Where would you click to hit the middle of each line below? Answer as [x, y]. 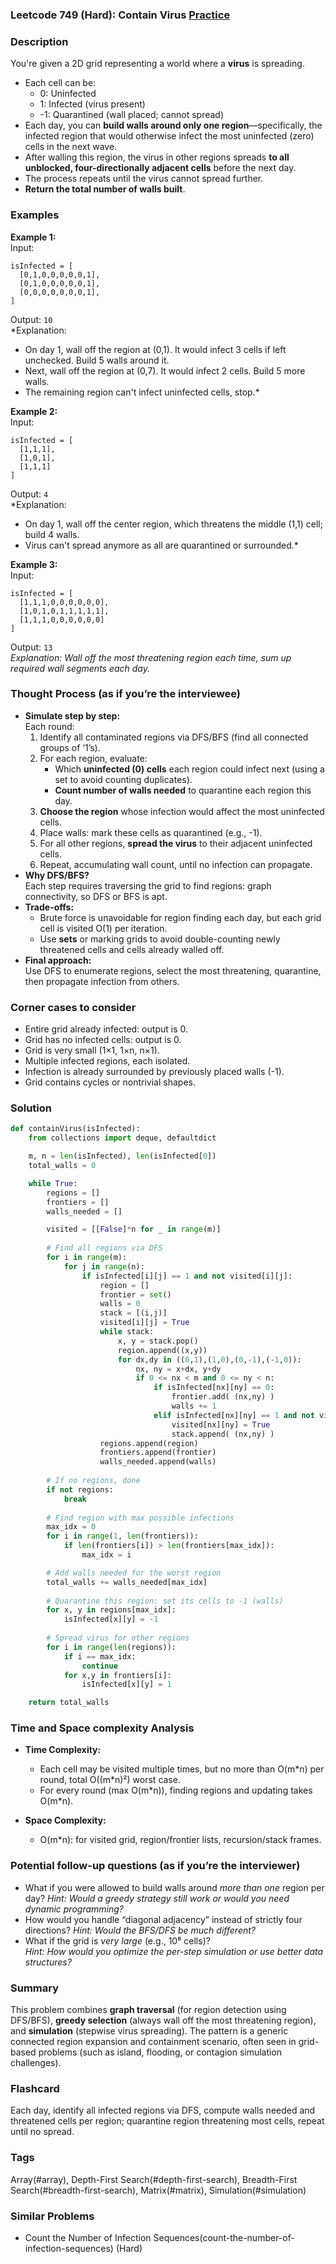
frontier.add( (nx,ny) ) [223, 1397]
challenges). [36, 2063]
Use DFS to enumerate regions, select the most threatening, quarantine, [173, 970]
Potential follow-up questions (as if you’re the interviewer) [155, 1866]
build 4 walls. [52, 534]
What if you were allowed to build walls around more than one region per [174, 1887]
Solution [31, 1108]
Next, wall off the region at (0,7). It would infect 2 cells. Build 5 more [165, 370]
